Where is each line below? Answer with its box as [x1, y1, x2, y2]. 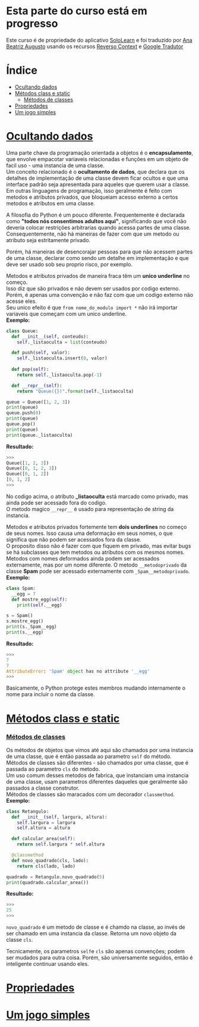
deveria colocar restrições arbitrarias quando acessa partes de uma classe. [6, 224, 191, 231]
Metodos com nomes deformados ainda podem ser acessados [6, 555, 160, 562]
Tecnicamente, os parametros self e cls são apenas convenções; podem [6, 948, 185, 955]
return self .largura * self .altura [17, 841, 105, 847]
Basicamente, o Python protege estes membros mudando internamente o [6, 684, 186, 691]
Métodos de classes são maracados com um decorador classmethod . [6, 790, 175, 798]
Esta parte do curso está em [6, 4, 147, 18]
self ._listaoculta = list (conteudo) [17, 339, 108, 345]
